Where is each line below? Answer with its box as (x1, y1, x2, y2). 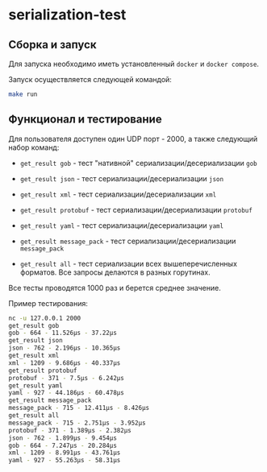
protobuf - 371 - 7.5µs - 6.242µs (8, 374, 125, 382)
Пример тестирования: (8, 298, 89, 308)
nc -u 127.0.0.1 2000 (8, 314, 81, 322)
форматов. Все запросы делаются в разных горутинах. (19, 267, 211, 277)
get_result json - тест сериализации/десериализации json (19, 173, 224, 183)
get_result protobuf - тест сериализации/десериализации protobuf (19, 205, 252, 214)
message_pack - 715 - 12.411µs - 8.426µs (8, 404, 150, 412)
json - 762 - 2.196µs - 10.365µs (8, 344, 121, 352)
